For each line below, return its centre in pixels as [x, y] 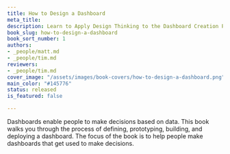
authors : [20, 45]
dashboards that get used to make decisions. [71, 143]
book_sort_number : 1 [37, 39]
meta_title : [24, 20]
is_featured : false [35, 97]
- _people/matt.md [33, 52]
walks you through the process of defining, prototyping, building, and [105, 129]
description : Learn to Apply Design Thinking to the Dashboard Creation [113, 26]
